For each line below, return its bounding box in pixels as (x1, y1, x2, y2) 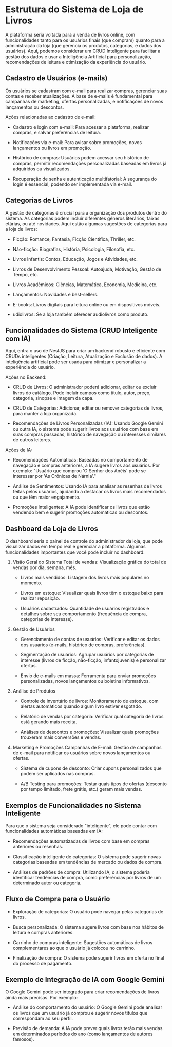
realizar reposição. (20, 595, 60, 601)
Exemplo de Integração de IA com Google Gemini (5, 975, 165, 984)
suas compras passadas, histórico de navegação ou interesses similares (12, 431, 166, 438)
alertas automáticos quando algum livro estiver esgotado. (20, 703, 142, 709)
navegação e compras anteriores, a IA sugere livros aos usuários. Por (12, 462, 160, 469)
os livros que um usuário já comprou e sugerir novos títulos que (12, 1009, 148, 1016)
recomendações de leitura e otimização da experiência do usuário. (5, 59, 147, 65)
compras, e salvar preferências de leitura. (12, 129, 101, 135)
